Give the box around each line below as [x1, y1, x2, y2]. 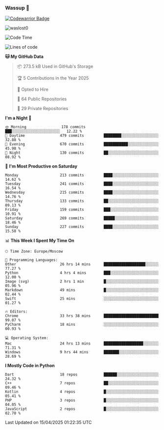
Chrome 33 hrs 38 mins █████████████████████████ [5, 314, 159, 318]
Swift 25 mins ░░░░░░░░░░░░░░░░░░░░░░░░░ [5, 296, 159, 301]
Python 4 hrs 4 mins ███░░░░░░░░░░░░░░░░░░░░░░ [5, 270, 159, 276]
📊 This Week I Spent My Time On [5, 238, 74, 244]
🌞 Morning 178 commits [5, 125, 86, 130]
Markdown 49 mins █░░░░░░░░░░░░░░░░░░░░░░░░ [5, 287, 159, 293]
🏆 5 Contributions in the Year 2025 [17, 75, 89, 81]
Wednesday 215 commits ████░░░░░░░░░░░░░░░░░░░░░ [5, 190, 159, 195]
